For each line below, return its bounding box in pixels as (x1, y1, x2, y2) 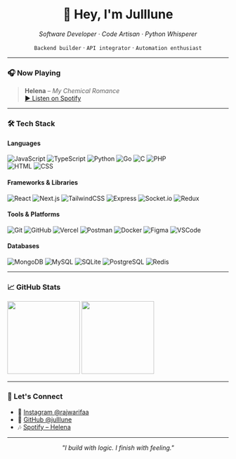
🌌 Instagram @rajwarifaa (17, 408, 89, 416)
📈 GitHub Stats (7, 282, 61, 292)
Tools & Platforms (7, 210, 60, 219)
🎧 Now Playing (7, 68, 61, 78)
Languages (7, 139, 41, 147)
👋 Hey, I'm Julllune (63, 6, 173, 23)
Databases (7, 242, 40, 250)
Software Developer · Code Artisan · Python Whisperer (39, 30, 197, 38)
